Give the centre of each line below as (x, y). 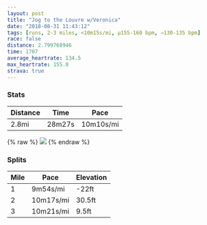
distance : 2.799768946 (39, 45)
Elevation (92, 178)
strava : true (26, 71)
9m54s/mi (48, 189)
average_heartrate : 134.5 (44, 58)
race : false (24, 39)
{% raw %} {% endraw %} (49, 142)
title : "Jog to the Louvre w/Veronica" (64, 20)
